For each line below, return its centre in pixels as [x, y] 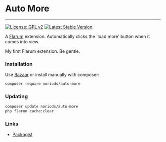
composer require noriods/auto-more [43, 84]
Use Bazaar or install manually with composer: [52, 75]
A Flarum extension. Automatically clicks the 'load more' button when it [78, 36]
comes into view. [22, 41]
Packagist [22, 135]
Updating [17, 97]
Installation [19, 64]
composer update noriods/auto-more [42, 106]
